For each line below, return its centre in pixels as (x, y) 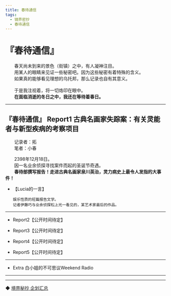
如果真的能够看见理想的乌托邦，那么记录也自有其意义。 (72, 79)
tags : (11, 15)
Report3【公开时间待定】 (39, 230)
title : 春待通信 (21, 10)
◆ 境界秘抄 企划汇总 (27, 288)
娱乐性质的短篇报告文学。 (35, 199)
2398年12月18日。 (33, 159)
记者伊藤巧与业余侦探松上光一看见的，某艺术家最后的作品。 (66, 205)
